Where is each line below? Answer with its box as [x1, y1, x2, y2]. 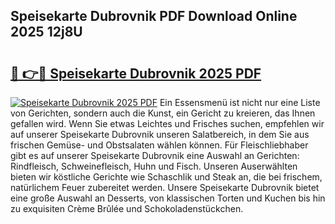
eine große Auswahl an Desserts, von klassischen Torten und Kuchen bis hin [10, 192, 326, 204]
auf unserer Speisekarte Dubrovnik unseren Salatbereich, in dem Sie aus [10, 129, 310, 140]
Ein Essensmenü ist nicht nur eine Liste [159, 97, 321, 108]
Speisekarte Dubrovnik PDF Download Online [10, 8, 298, 25]
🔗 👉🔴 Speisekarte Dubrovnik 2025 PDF [10, 65, 262, 82]
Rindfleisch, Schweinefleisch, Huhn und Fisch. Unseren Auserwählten [10, 160, 298, 172]
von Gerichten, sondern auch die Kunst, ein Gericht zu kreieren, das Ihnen [10, 107, 316, 119]
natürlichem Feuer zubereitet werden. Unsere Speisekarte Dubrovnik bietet [10, 182, 320, 193]
